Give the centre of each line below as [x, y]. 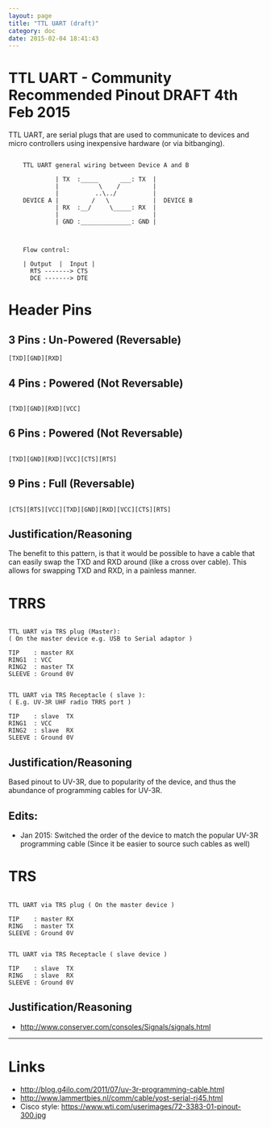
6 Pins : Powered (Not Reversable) [96, 434]
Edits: [23, 816]
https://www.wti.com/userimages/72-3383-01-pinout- [151, 1106]
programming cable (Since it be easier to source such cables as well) [135, 844]
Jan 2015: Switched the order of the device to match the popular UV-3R [139, 835]
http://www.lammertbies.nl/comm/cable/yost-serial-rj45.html [121, 1097]
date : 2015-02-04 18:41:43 [54, 38]
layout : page [30, 16]
